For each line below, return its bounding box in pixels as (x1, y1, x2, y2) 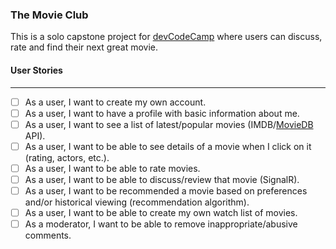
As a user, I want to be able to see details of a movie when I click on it (24, 140, 312, 152)
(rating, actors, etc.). (24, 151, 110, 163)
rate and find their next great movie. (10, 41, 158, 53)
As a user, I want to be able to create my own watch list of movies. (24, 206, 298, 218)
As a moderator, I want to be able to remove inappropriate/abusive (24, 218, 298, 230)
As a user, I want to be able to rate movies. (24, 162, 201, 174)
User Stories (10, 64, 63, 76)
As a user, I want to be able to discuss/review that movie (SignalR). (24, 173, 300, 185)
